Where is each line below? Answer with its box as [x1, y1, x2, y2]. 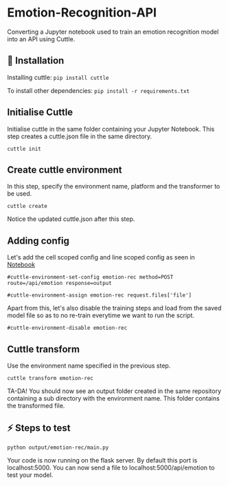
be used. [7, 189, 32, 198]
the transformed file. [7, 401, 65, 410]
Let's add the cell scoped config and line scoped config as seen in [7, 253, 196, 262]
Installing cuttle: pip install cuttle [7, 73, 109, 81]
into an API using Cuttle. [7, 34, 76, 43]
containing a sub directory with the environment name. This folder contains [7, 394, 220, 402]
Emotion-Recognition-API [7, 5, 157, 21]
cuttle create [7, 203, 48, 210]
